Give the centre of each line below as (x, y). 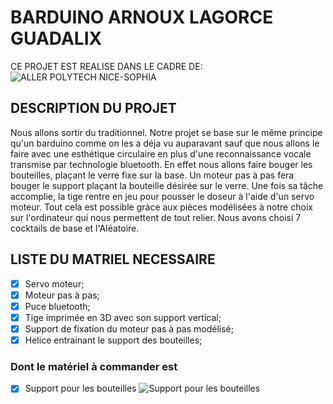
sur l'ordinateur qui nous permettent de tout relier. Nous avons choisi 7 (156, 217)
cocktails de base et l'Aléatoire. (75, 228)
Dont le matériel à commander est (94, 366)
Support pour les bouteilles (80, 388)
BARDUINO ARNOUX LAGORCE (142, 17)
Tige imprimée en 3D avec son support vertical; (123, 317)
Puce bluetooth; (57, 306)
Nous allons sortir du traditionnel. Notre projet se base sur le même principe (166, 132)
